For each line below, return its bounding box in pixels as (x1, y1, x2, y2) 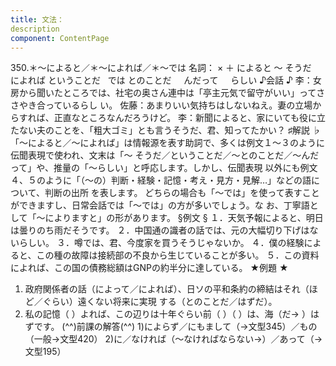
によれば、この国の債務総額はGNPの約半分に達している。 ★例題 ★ (10, 262, 289, 274)
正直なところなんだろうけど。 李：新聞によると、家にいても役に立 (53, 112, 327, 124)
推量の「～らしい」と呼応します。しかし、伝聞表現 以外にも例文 (53, 162, 318, 174)
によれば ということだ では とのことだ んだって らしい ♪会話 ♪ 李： (10, 74, 313, 86)
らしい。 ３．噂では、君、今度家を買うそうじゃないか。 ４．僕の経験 (18, 237, 305, 249)
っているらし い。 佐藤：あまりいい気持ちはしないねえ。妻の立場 (44, 99, 313, 111)
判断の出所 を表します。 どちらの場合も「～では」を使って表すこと (44, 187, 320, 199)
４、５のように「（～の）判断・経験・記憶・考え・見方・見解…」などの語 (10, 174, 312, 186)
